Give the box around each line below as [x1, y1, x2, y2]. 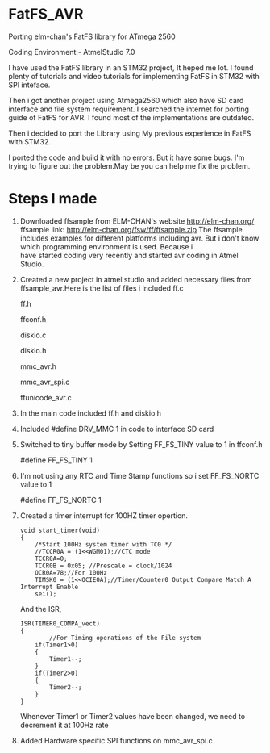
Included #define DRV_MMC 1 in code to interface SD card [19, 424, 214, 433]
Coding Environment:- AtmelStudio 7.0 [8, 47, 135, 56]
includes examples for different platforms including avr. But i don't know [19, 233, 260, 243]
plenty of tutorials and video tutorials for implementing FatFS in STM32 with [8, 71, 260, 81]
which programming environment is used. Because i [19, 241, 193, 251]
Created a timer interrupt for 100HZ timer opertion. [19, 510, 188, 521]
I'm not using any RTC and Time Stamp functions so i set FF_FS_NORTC [19, 471, 260, 480]
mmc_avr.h [19, 361, 56, 371]
